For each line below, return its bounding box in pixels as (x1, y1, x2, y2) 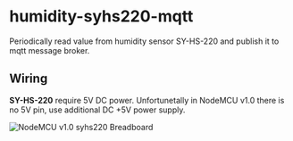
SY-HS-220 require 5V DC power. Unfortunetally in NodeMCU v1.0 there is (9, 95, 285, 105)
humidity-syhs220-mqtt (9, 6, 194, 27)
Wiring (9, 71, 48, 87)
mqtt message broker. (9, 45, 90, 55)
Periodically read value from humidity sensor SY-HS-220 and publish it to (9, 36, 280, 46)
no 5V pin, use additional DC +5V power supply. (9, 104, 186, 115)
